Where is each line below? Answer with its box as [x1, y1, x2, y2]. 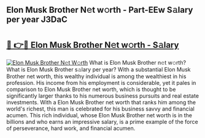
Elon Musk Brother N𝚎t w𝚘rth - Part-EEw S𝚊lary [6, 5, 193, 15]
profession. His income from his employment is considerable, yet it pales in [6, 79, 196, 86]
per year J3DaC [6, 15, 68, 25]
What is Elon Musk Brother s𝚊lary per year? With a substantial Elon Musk [6, 66, 191, 73]
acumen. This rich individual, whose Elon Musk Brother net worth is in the [6, 112, 192, 118]
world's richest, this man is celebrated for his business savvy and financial [6, 105, 195, 112]
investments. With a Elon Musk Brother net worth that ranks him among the [6, 99, 196, 106]
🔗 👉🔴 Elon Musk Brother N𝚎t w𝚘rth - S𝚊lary [6, 40, 179, 50]
